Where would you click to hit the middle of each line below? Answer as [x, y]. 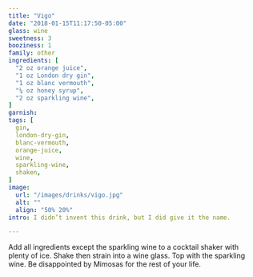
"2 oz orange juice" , [52, 68]
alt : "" [28, 202]
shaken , [28, 173]
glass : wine [28, 31]
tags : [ [21, 120]
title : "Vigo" [32, 16]
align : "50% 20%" [44, 210]
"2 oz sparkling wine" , [55, 98]
